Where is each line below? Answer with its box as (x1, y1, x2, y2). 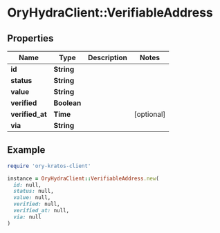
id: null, (13, 181, 42, 188)
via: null (13, 213, 42, 221)
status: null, (13, 188, 54, 195)
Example (7, 144, 46, 156)
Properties (7, 32, 54, 44)
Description (87, 53, 128, 62)
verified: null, (13, 201, 60, 208)
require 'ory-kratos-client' (7, 162, 91, 169)
